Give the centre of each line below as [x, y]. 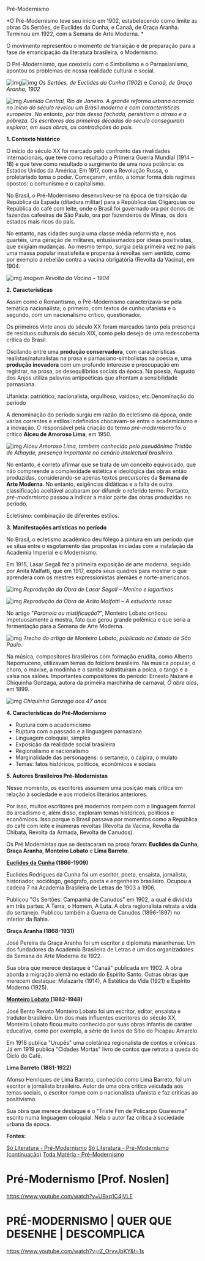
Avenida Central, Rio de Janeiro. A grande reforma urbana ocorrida [109, 101]
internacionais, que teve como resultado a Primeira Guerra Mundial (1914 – [100, 157]
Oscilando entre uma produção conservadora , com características [91, 352]
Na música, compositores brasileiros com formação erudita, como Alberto [99, 656]
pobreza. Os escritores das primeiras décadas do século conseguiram [95, 120]
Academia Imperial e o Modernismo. [52, 552]
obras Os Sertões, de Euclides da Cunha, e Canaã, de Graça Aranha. [93, 27]
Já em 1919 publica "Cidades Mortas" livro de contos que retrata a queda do [102, 1049]
